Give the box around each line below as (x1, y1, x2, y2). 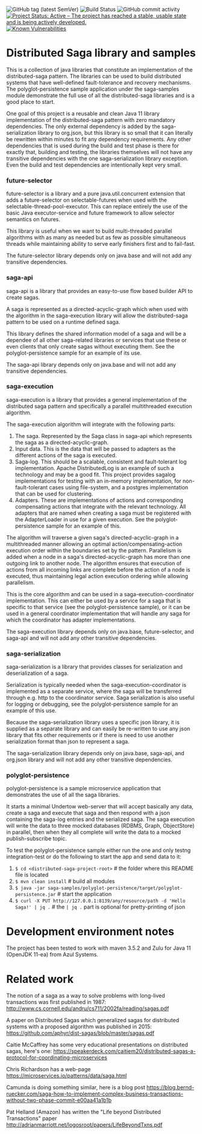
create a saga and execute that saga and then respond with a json (6, 810, 170, 817)
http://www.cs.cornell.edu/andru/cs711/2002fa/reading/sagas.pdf (6, 1005, 169, 1012)
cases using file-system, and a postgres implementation (49, 483, 189, 491)
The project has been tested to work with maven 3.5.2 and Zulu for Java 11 (6, 944, 191, 952)
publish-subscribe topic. (6, 835, 68, 842)
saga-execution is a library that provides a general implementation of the (6, 396, 187, 403)
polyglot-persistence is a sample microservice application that (6, 785, 161, 792)
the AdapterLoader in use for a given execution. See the (14, 515, 154, 523)
